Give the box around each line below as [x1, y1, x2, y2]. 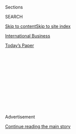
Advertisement [5, 114, 36, 120]
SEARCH [5, 14, 23, 19]
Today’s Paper [5, 43, 35, 48]
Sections [5, 4, 23, 10]
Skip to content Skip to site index [5, 23, 71, 29]
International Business [5, 33, 50, 39]
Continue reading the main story [5, 124, 71, 129]
